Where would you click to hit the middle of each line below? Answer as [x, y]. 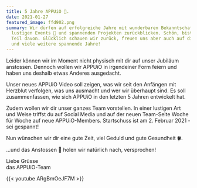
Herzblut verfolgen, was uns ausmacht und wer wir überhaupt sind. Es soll [96, 90]
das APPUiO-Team [28, 167]
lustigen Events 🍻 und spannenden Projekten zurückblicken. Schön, [96, 33]
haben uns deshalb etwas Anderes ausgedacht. [64, 73]
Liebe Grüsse [22, 161]
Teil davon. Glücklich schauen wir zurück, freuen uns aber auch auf [98, 39]
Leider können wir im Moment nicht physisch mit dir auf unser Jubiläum [93, 60]
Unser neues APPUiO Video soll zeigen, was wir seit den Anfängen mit [91, 84]
